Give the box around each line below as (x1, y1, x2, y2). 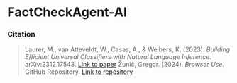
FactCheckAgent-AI (7, 4, 128, 20)
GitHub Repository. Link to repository (24, 68, 133, 76)
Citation (7, 30, 35, 39)
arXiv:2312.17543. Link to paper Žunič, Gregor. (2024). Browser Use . (24, 60, 225, 69)
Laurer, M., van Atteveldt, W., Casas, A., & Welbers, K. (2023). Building (24, 45, 231, 53)
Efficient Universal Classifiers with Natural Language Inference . (24, 53, 211, 61)
